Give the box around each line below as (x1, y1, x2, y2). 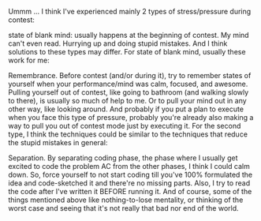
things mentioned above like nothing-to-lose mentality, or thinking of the (8, 195, 244, 204)
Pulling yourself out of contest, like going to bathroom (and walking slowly (8, 88, 249, 97)
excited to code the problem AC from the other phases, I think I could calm (8, 162, 250, 170)
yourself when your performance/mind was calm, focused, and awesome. (8, 79, 248, 88)
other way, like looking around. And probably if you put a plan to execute (8, 104, 244, 114)
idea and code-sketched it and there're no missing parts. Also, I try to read (8, 178, 251, 188)
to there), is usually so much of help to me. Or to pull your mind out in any (8, 96, 247, 105)
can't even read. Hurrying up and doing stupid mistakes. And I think (8, 39, 228, 48)
